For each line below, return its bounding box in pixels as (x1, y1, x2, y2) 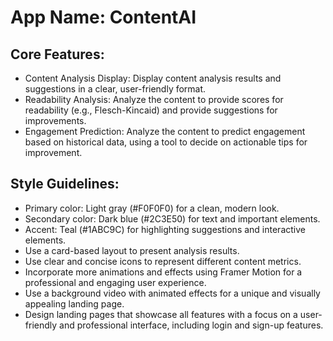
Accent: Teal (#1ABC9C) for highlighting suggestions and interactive (24, 223, 306, 235)
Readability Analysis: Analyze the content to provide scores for (24, 94, 284, 105)
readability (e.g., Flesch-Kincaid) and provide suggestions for (24, 104, 278, 116)
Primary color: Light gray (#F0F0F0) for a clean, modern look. (24, 202, 280, 214)
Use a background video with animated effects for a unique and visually (24, 287, 321, 299)
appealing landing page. (24, 297, 125, 310)
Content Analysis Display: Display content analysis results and (24, 72, 282, 84)
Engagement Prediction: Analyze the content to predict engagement (24, 126, 306, 137)
